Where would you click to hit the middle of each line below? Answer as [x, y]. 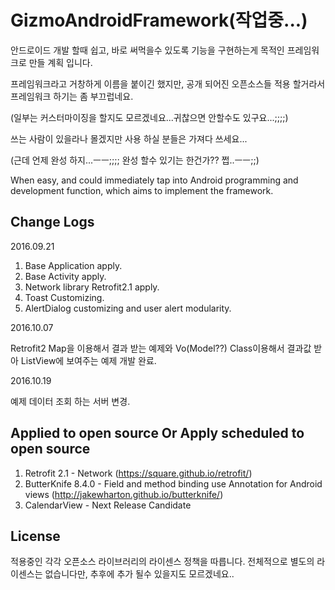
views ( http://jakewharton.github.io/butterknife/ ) [124, 494]
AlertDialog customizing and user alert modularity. [128, 308]
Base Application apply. [73, 265]
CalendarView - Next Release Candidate [108, 505]
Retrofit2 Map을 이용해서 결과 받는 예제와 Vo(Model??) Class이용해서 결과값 [161, 348]
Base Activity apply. [65, 276]
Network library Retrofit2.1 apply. [92, 287]
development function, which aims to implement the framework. [142, 190]
